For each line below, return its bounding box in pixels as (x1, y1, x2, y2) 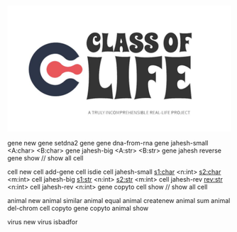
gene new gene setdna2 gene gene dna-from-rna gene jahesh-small (7, 138, 209, 147)
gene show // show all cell (7, 153, 84, 162)
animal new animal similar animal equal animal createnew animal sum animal (7, 196, 231, 204)
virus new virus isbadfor (7, 217, 78, 226)
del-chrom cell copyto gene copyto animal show (7, 204, 149, 212)
